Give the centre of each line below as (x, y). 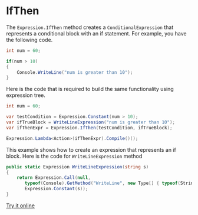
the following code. (29, 40)
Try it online (21, 206)
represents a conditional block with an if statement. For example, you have (96, 33)
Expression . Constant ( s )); (56, 189)
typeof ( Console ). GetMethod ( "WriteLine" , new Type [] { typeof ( (103, 183)
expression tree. (26, 95)
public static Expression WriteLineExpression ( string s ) (77, 167)
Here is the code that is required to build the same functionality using (90, 89)
